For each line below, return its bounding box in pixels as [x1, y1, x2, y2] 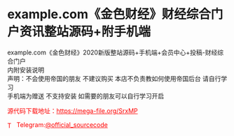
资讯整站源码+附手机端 [20, 24, 151, 40]
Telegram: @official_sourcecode [16, 120, 109, 129]
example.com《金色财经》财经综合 [7, 6, 212, 22]
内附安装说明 [7, 66, 44, 74]
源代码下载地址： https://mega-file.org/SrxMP [7, 106, 138, 115]
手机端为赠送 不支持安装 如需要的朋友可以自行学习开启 [7, 91, 165, 100]
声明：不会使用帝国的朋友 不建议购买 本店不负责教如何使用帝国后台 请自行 [7, 74, 221, 82]
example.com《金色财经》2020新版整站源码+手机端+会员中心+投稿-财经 [7, 48, 218, 56]
